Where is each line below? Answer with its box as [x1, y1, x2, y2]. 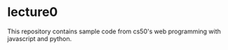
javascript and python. [7, 34, 72, 42]
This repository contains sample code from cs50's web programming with [7, 27, 221, 35]
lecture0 [7, 4, 58, 20]
